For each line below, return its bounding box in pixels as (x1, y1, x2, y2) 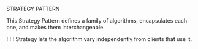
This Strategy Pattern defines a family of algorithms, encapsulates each (6, 17, 188, 24)
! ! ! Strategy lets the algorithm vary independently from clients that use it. (6, 36, 192, 42)
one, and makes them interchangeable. (6, 24, 105, 31)
